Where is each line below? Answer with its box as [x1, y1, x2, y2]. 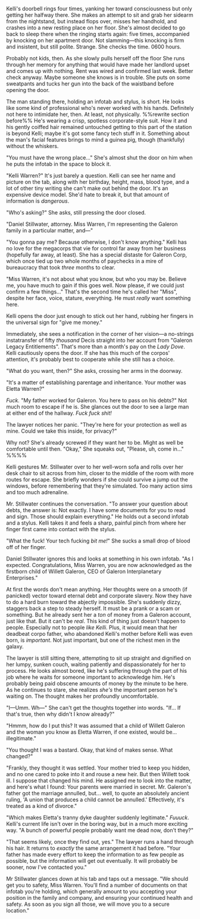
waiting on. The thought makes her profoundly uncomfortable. [6, 693, 159, 700]
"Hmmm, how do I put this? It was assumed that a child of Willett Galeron [6, 722, 186, 729]
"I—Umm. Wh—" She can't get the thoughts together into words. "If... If [6, 704, 181, 711]
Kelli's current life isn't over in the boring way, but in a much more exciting [6, 820, 188, 827]
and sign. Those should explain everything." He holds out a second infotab [6, 513, 189, 520]
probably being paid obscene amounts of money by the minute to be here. [6, 680, 189, 687]
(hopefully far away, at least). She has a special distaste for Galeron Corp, [6, 251, 187, 258]
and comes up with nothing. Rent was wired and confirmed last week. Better [6, 68, 193, 74]
